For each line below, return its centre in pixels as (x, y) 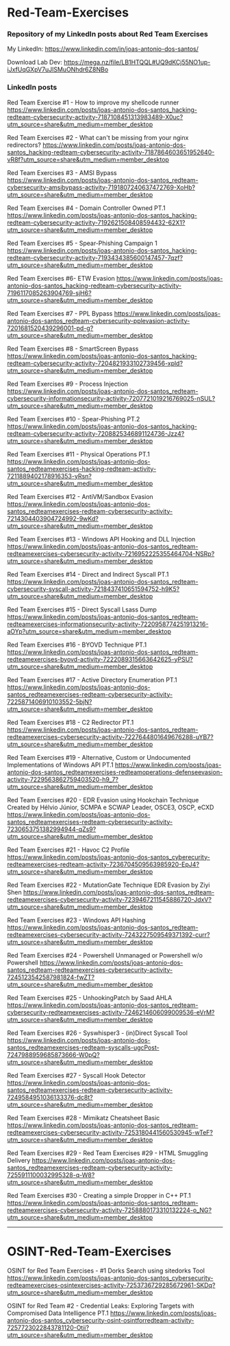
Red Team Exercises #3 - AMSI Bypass (62, 172)
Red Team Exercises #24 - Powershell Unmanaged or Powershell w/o (105, 955)
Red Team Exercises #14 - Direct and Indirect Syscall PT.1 (88, 574)
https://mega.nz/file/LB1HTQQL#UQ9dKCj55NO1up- (137, 62)
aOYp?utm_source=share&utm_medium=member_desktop (89, 631)
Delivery (19, 1160)
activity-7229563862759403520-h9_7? (63, 779)
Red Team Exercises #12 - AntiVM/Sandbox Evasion (80, 496)
